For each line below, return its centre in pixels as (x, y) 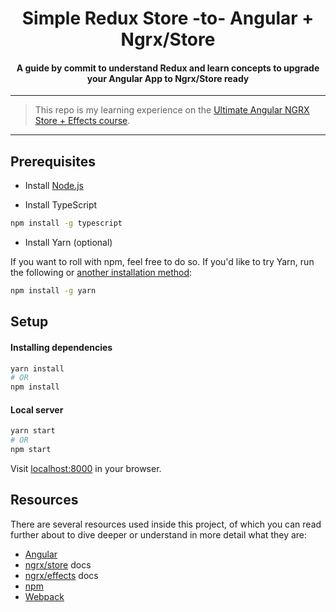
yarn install (37, 368)
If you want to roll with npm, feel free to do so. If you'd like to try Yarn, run (162, 262)
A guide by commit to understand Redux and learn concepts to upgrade (168, 68)
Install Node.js (54, 186)
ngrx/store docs (58, 564)
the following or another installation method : (101, 273)
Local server (37, 409)
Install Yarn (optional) (68, 243)
